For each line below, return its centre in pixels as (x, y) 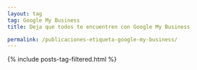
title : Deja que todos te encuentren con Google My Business (99, 27)
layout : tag (25, 14)
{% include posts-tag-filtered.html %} (62, 59)
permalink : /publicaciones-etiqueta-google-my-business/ (93, 39)
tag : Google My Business (44, 20)
